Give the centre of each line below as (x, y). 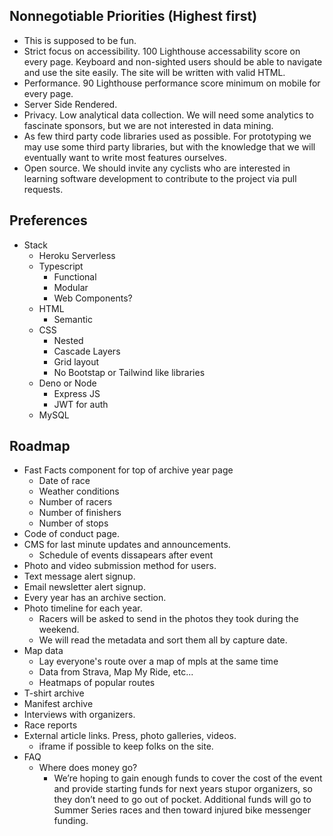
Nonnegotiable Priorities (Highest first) (133, 16)
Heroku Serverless (77, 255)
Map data (43, 651)
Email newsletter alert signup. (84, 587)
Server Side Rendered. (70, 104)
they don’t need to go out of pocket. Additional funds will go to (182, 800)
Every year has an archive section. (95, 598)
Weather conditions (79, 491)
